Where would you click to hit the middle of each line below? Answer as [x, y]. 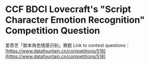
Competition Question [53, 31]
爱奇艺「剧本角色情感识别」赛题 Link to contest [55, 45]
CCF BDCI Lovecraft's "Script [68, 9]
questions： [118, 45]
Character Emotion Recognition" [75, 20]
